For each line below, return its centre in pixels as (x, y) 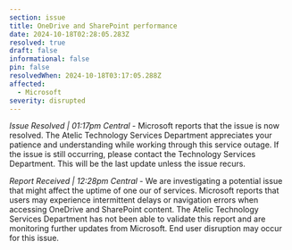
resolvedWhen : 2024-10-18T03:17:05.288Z (86, 76)
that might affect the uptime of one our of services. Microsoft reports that (144, 191)
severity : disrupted (48, 100)
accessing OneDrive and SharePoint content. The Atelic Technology (134, 210)
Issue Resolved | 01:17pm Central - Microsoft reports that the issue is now (144, 126)
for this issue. (34, 238)
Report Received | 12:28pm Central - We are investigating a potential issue (146, 181)
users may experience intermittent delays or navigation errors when (134, 200)
